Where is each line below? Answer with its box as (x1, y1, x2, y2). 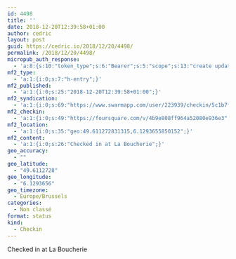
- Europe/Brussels (13, 193, 68, 200)
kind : (7, 219, 23, 226)
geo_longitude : (7, 173, 52, 180)
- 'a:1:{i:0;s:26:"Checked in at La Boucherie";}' (13, 141, 165, 148)
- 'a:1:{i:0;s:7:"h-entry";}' (13, 75, 102, 83)
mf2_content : (7, 134, 46, 141)
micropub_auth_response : (7, 56, 80, 63)
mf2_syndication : (7, 95, 58, 102)
